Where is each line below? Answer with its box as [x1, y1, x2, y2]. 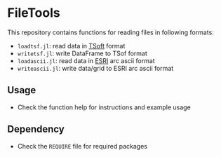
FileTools [7, 5, 61, 21]
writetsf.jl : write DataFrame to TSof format [17, 49, 147, 57]
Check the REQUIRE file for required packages [17, 142, 147, 150]
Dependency [7, 123, 65, 135]
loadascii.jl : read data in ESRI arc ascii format [17, 56, 156, 64]
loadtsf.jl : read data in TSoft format [17, 41, 126, 50]
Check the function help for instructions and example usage [17, 103, 191, 111]
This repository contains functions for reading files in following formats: [7, 28, 214, 36]
